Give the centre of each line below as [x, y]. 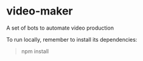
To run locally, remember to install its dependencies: [72, 39]
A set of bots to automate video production [60, 28]
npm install [35, 51]
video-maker [40, 11]
